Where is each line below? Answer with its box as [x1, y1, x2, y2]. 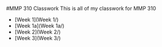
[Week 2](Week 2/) [14, 28, 61, 35]
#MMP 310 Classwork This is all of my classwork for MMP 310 [6, 5, 157, 12]
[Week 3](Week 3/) [14, 35, 61, 41]
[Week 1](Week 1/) [14, 16, 59, 23]
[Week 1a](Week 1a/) [14, 23, 65, 29]
